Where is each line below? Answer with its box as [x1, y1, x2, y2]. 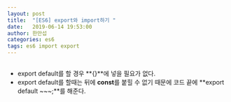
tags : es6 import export [7, 43, 80, 50]
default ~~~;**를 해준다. [17, 87, 86, 95]
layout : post [7, 10, 45, 17]
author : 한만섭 [7, 29, 48, 37]
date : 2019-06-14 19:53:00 [7, 23, 92, 30]
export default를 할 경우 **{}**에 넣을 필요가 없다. [17, 69, 156, 78]
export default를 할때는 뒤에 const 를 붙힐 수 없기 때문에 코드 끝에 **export [17, 78, 225, 87]
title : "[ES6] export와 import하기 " [7, 17, 116, 24]
